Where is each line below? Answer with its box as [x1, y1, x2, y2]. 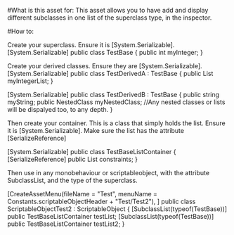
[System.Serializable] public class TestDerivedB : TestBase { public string [7, 91, 220, 99]
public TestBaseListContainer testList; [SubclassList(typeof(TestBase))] [7, 212, 214, 220]
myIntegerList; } [7, 77, 54, 85]
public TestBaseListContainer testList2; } [7, 220, 125, 228]
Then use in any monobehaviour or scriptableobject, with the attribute [7, 169, 209, 177]
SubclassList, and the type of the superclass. [7, 176, 138, 184]
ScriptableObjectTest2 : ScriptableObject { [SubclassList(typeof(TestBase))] [7, 205, 227, 213]
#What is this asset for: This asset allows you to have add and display [7, 6, 209, 14]
